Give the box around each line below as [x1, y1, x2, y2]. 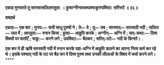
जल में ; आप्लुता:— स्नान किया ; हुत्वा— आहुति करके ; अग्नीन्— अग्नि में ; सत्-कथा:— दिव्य [10, 30, 158, 36]
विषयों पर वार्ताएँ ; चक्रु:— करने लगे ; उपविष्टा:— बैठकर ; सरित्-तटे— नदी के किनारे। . [5, 36, 144, 42]
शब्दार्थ [5, 15, 15, 20]
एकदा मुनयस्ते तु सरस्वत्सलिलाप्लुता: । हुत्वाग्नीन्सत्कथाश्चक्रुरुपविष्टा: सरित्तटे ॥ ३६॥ [5, 5, 138, 10]
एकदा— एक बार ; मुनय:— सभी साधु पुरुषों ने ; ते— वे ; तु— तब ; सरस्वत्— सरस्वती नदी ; [5, 25, 148, 30]
